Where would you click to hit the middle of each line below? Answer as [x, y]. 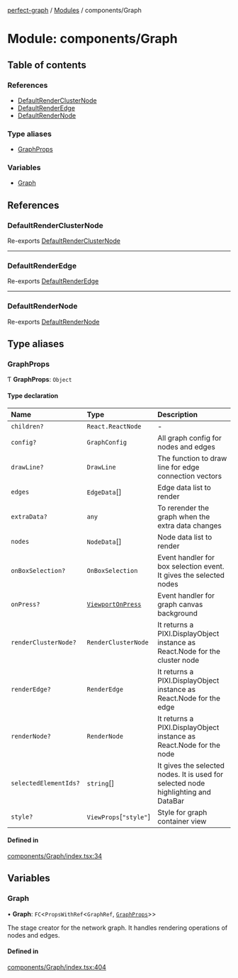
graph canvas [180, 604]
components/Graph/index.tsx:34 [55, 855]
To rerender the [183, 508]
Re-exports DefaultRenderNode [53, 322]
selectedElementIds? [45, 783]
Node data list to [185, 537]
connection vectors [189, 476]
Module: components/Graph [93, 39]
